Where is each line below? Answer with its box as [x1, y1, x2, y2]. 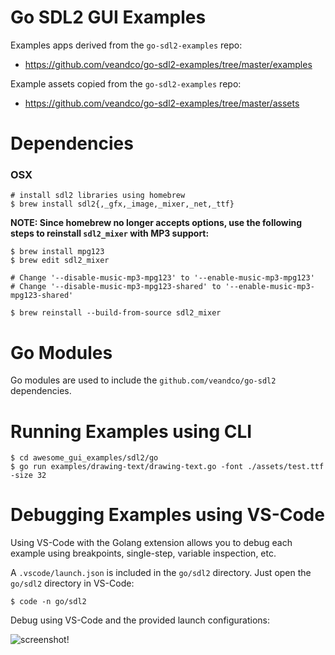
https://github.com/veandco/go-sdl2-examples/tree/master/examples [24, 58, 313, 70]
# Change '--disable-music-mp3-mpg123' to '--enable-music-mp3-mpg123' [10, 273, 315, 283]
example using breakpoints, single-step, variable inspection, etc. [10, 547, 277, 560]
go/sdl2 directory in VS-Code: [10, 577, 135, 590]
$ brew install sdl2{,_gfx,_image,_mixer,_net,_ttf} [10, 199, 235, 210]
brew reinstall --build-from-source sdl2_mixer [19, 308, 222, 318]
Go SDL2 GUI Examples [10, 6, 207, 29]
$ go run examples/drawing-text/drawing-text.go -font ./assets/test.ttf [10, 462, 325, 472]
